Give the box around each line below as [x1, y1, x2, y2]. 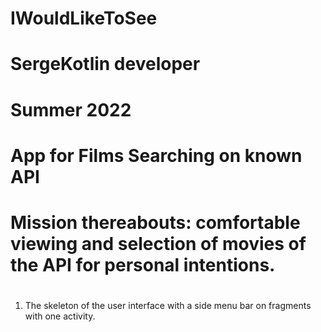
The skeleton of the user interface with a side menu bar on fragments [24, 300, 312, 312]
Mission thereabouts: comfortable [10, 211, 301, 234]
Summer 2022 [10, 98, 132, 121]
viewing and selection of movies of [10, 232, 307, 255]
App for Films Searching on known [10, 144, 303, 167]
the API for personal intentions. [10, 253, 276, 276]
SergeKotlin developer [10, 53, 201, 76]
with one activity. [24, 310, 96, 322]
